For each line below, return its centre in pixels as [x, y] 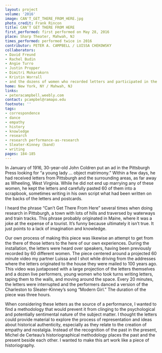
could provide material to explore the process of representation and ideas [79, 319]
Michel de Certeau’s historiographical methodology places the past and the [80, 335]
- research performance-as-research [42, 140]
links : [12, 91]
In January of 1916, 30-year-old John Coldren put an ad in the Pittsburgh [78, 167]
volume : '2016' [20, 14]
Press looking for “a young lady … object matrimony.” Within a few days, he [80, 173]
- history [15, 127]
